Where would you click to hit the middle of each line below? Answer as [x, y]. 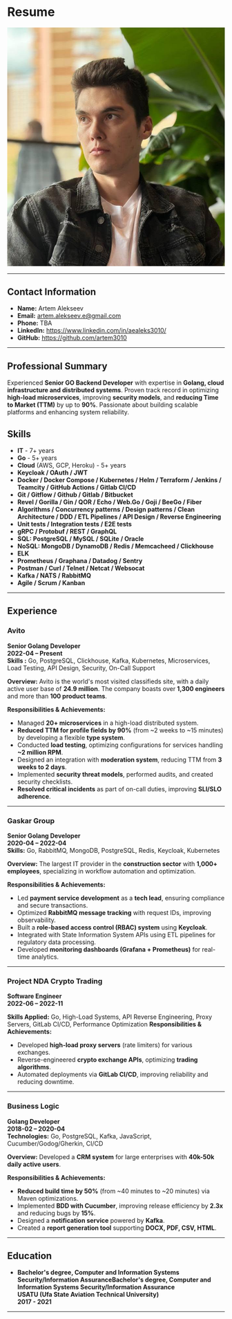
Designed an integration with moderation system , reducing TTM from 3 [119, 759]
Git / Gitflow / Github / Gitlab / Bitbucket [75, 495]
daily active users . [34, 1164]
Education [30, 1256]
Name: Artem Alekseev [50, 308]
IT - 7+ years [36, 451]
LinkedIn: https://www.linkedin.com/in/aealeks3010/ [92, 331]
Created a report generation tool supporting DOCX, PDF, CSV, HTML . [117, 1228]
